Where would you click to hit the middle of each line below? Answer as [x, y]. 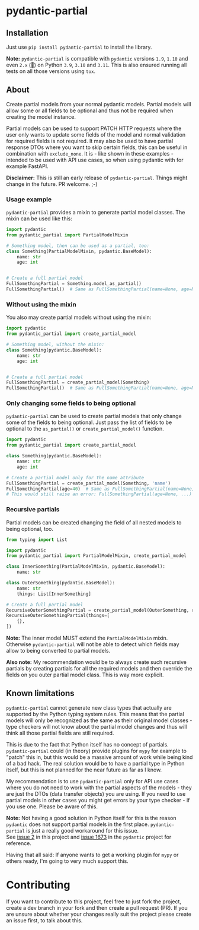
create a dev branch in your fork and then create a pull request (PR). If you [97, 907]
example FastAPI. [27, 166]
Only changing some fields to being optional [71, 403]
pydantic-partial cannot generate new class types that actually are [89, 707]
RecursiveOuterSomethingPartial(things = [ [58, 616]
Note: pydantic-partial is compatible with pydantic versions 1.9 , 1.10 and [97, 58]
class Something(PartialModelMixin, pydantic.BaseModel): [79, 251]
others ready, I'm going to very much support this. [67, 861]
